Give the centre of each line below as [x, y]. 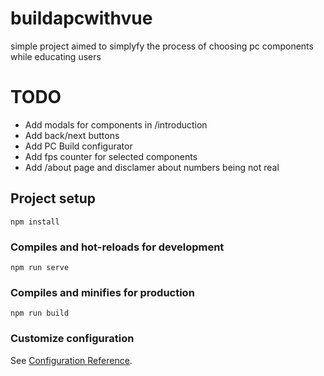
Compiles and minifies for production [102, 292]
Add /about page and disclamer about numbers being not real [152, 167]
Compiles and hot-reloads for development [117, 247]
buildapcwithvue [81, 18]
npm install [35, 222]
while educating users [56, 56]
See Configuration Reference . [71, 360]
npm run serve [40, 267]
